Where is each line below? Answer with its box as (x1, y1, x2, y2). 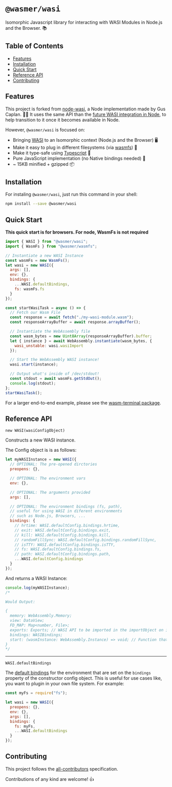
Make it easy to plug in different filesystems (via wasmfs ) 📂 (12, 144, 138, 150)
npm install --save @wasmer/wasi (5, 201, 77, 206)
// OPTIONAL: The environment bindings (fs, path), (10, 504, 123, 509)
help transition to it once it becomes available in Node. (5, 117, 120, 123)
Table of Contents (5, 42, 64, 50)
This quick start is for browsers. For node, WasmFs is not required (5, 229, 148, 235)
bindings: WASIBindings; (10, 632, 63, 638)
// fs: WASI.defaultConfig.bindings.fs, (14, 547, 102, 552)
